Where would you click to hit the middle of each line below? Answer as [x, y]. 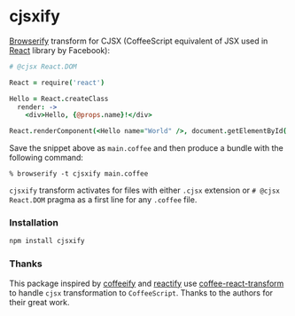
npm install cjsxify [47, 241]
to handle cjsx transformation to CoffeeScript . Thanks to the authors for [141, 292]
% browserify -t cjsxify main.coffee [79, 174]
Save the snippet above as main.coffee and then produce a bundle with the [146, 148]
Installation [34, 223]
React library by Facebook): [60, 50]
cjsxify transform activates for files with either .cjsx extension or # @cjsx [145, 190]
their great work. [39, 302]
